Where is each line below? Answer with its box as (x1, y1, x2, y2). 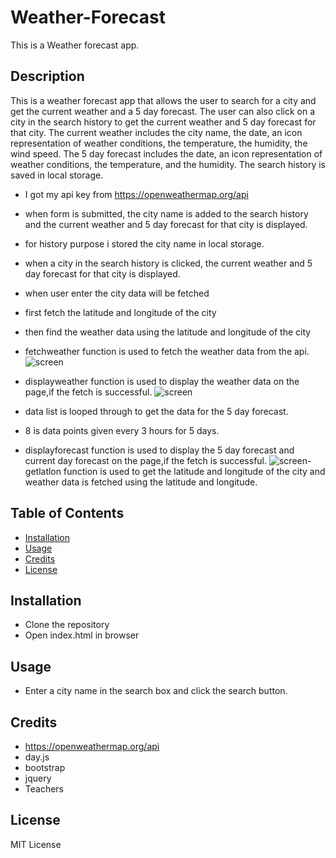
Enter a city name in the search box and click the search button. (24, 685, 288, 697)
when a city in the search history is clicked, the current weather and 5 (24, 257, 313, 269)
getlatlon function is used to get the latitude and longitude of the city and (24, 465, 326, 477)
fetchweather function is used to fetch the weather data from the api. (24, 345, 310, 357)
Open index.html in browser (24, 629, 140, 641)
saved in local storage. (10, 169, 104, 181)
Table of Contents (10, 505, 125, 522)
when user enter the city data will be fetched (24, 287, 210, 299)
